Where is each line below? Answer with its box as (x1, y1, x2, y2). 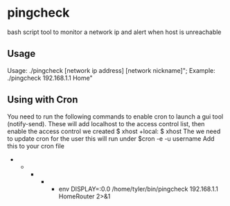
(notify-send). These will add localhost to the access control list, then (7, 119, 205, 128)
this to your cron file (7, 141, 64, 150)
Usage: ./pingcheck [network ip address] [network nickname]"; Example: (7, 66, 216, 74)
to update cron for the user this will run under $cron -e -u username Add (7, 134, 215, 143)
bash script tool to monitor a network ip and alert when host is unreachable (7, 28, 222, 36)
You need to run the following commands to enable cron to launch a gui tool (7, 112, 224, 121)
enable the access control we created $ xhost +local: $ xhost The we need (7, 127, 221, 135)
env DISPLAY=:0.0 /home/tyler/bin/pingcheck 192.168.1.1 (58, 184, 218, 193)
